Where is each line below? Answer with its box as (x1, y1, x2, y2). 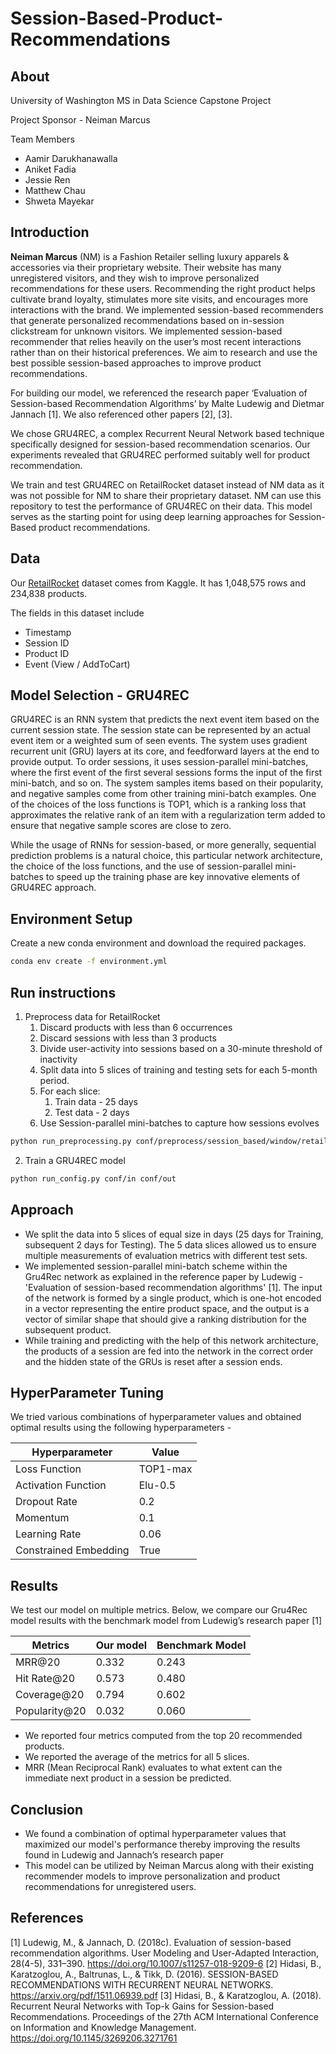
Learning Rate (15, 1527, 82, 1541)
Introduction (10, 224, 90, 241)
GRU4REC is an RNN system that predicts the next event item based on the (10, 713, 320, 726)
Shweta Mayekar (24, 195, 95, 207)
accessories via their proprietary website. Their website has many (10, 261, 282, 273)
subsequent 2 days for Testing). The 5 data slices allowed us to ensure (24, 1238, 317, 1251)
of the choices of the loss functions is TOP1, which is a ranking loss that (10, 798, 307, 811)
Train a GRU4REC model (24, 1154, 126, 1166)
